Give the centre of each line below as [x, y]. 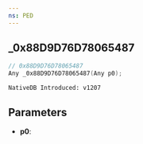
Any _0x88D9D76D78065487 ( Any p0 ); [66, 74]
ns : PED [21, 16]
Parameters [38, 112]
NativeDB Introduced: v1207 [55, 88]
